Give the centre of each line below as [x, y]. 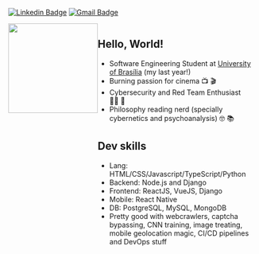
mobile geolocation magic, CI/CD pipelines [179, 233]
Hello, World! [131, 44]
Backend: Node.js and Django [158, 182]
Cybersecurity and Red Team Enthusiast [175, 92]
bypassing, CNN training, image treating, [176, 225]
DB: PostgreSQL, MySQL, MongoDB [168, 208]
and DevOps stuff [138, 241]
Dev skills [122, 146]
